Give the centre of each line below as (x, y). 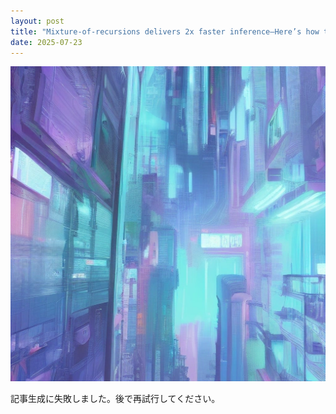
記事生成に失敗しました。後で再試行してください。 (115, 399)
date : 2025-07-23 (46, 42)
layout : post (37, 21)
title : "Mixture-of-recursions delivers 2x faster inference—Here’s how (165, 31)
